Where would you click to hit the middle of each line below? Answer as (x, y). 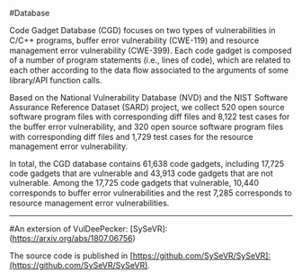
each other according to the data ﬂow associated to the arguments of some (149, 70)
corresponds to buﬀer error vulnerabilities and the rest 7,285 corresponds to (151, 193)
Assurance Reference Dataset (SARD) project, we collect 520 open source (147, 107)
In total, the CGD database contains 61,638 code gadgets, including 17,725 (147, 164)
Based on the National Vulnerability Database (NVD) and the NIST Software (149, 97)
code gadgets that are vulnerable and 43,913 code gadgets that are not (142, 173)
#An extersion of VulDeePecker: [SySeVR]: (89, 229)
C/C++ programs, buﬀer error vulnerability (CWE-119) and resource (134, 40)
